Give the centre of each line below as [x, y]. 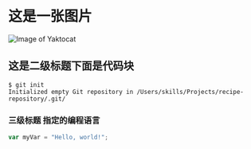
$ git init [26, 84]
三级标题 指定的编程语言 [54, 120]
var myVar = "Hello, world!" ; [59, 137]
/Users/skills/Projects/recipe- [190, 92]
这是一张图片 [51, 16]
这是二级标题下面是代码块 [71, 66]
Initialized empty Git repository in [71, 92]
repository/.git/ [37, 99]
